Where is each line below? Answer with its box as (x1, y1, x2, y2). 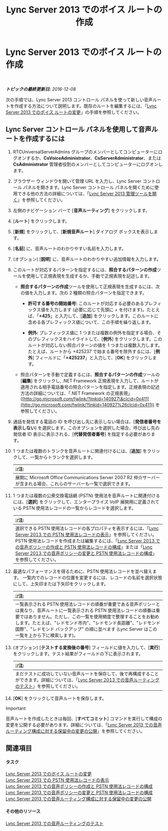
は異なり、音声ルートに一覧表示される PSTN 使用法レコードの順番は (15, 607, 156, 613)
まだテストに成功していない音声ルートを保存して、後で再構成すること (15, 671, 159, 677)
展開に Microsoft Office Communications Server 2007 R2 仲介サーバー (15, 474, 160, 480)
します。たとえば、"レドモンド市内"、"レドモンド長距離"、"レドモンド (15, 620, 161, 626)
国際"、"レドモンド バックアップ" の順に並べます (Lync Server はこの (15, 626, 158, 632)
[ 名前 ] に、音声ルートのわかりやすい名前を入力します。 (12, 245, 127, 252)
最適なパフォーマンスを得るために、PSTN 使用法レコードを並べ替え (12, 568, 153, 574)
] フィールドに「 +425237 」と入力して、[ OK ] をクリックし (32, 354, 153, 360)
